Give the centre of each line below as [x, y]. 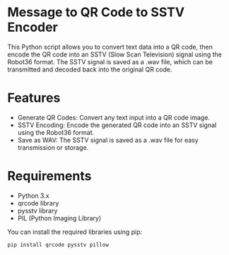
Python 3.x [33, 196]
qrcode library [38, 203]
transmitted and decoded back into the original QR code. [90, 69]
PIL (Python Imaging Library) [59, 218]
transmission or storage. [53, 147]
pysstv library [37, 210]
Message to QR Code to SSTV [96, 12]
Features [34, 98]
